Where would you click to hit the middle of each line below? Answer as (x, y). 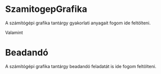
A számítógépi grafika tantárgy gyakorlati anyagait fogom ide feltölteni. (78, 23)
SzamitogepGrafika (46, 9)
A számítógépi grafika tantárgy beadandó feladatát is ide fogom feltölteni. (81, 66)
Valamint (14, 32)
